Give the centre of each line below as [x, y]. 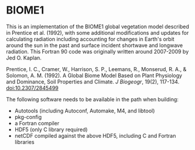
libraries [24, 142]
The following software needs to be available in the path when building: [93, 99]
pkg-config [28, 117]
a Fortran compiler [37, 123]
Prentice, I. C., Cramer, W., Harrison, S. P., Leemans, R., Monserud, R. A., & [96, 69]
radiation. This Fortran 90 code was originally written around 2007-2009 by [97, 51]
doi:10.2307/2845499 [32, 88]
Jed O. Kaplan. [24, 58]
